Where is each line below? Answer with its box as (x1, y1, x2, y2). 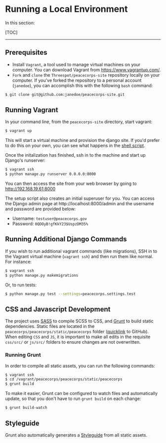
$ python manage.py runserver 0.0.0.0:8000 (5, 172, 96, 177)
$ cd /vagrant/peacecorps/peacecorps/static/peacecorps (5, 377, 123, 382)
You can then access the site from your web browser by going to (5, 180, 137, 186)
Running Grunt (5, 352, 41, 358)
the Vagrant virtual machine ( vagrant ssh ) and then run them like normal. (5, 253, 153, 259)
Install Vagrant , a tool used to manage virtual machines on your (12, 61, 141, 67)
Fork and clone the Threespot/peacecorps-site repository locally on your (12, 72, 160, 78)
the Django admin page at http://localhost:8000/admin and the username (5, 201, 154, 207)
